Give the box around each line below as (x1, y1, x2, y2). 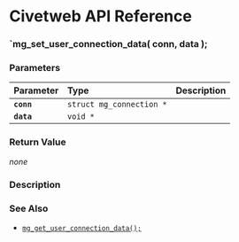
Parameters (9, 62, 60, 74)
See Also (9, 202, 49, 215)
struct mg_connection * (66, 99, 167, 110)
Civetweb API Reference (9, 6, 192, 27)
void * (66, 112, 96, 121)
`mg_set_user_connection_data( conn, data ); (9, 38, 208, 51)
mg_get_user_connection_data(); (21, 223, 142, 232)
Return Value (9, 136, 66, 148)
